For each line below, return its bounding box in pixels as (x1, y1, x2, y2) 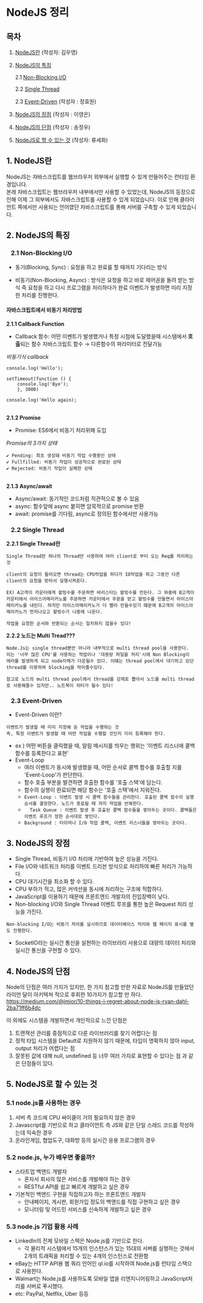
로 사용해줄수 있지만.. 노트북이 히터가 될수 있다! (6, 683, 114, 689)
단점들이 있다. (21, 1060, 54, 1067)
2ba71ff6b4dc (6, 1004, 41, 1011)
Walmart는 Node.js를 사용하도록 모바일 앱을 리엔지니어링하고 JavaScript (14, 1275, 188, 1282)
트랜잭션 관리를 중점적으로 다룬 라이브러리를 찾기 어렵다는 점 (14, 1029, 158, 1037)
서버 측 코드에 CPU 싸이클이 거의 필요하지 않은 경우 (14, 1114, 136, 1121)
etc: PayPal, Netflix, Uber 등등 (14, 1290, 89, 1298)
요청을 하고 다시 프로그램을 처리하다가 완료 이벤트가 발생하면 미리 (28, 284, 181, 291)
